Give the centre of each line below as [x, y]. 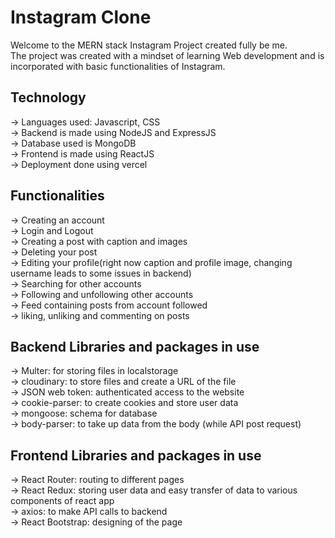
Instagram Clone [81, 17]
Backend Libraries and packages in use [135, 346]
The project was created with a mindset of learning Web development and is [167, 55]
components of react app [62, 501]
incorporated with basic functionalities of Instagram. [118, 66]
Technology [48, 97]
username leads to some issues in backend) [101, 273]
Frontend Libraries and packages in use [136, 455]
